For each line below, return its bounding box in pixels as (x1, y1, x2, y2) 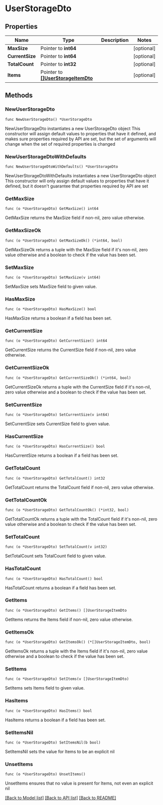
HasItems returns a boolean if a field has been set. (5, 717, 106, 723)
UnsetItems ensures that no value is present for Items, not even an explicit (5, 780, 154, 786)
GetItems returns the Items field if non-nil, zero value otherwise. (5, 617, 133, 622)
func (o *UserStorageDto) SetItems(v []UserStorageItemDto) (5, 676, 130, 682)
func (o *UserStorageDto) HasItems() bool (5, 708, 92, 713)
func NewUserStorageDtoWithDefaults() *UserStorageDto (5, 164, 118, 169)
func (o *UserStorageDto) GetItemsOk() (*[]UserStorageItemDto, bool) (5, 640, 151, 645)
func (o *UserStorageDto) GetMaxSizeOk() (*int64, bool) (5, 238, 123, 243)
